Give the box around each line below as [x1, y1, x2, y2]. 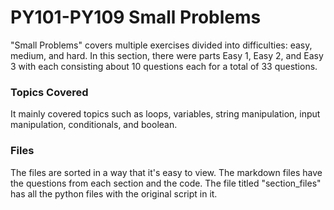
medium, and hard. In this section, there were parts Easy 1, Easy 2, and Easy [10, 49, 324, 61]
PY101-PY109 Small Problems [10, 6, 262, 29]
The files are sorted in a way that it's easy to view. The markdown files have [10, 166, 323, 178]
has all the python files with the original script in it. [10, 187, 218, 200]
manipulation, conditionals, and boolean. [10, 119, 178, 131]
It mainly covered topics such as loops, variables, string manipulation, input [10, 108, 321, 120]
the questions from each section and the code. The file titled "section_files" [10, 177, 322, 189]
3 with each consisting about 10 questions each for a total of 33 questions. [10, 60, 318, 72]
